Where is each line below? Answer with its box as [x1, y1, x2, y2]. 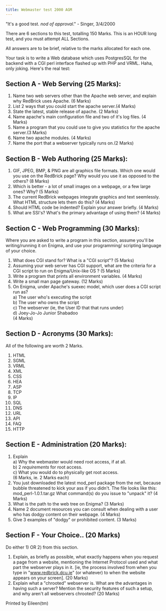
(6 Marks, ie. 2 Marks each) [12, 474, 70, 480]
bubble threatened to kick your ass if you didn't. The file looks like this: [12, 485, 157, 491]
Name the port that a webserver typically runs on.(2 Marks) [12, 140, 134, 146]
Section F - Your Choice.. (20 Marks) [5, 531, 121, 540]
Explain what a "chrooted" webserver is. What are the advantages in [12, 580, 152, 586]
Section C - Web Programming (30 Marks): [5, 224, 140, 233]
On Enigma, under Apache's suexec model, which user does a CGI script [12, 284, 161, 290]
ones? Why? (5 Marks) [12, 189, 59, 195]
